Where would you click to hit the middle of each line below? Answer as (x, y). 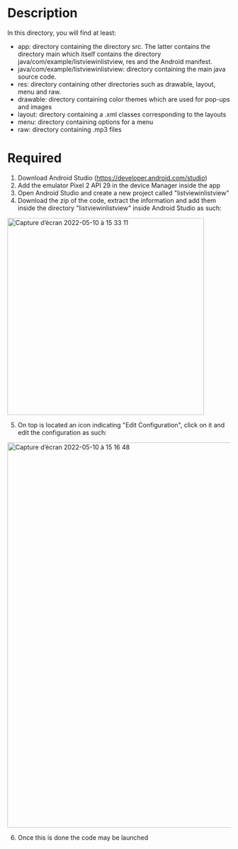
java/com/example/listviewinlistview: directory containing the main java (121, 69)
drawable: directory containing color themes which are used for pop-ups (124, 99)
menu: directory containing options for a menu (85, 121)
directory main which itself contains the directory (89, 54)
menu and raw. (39, 92)
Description (42, 13)
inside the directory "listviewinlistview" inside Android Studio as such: (119, 208)
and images (35, 106)
